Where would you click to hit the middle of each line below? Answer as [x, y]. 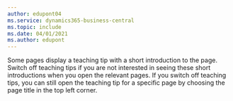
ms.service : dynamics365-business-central [71, 20]
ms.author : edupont [36, 40]
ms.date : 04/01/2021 [38, 34]
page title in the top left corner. [52, 90]
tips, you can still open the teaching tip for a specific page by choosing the [116, 83]
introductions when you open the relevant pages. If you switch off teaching [117, 76]
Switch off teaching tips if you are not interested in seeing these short [109, 68]
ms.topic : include [34, 27]
